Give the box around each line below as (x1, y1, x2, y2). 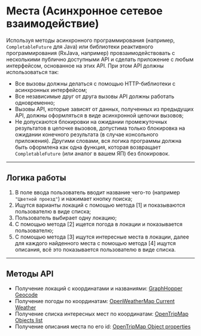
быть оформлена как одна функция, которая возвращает (14, 143, 161, 151)
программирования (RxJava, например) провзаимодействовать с (6, 49, 175, 56)
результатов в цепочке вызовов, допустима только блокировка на (14, 124, 185, 132)
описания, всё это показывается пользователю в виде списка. (14, 246, 176, 253)
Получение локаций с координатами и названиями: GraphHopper (14, 285, 182, 292)
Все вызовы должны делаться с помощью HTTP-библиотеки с (14, 80, 176, 87)
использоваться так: (6, 68, 59, 75)
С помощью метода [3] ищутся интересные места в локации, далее (14, 233, 190, 240)
